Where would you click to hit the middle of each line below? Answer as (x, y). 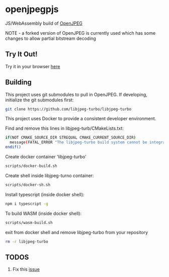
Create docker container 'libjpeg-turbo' (46, 157)
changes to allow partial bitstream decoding (51, 38)
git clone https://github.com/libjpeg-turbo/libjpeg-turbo (68, 109)
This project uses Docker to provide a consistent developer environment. (81, 119)
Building (18, 82)
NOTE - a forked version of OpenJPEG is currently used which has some (80, 33)
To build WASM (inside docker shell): (44, 213)
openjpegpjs (32, 9)
